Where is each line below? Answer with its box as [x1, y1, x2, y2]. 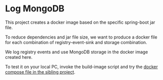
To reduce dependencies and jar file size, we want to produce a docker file [5, 34, 158, 40]
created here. [5, 54, 33, 60]
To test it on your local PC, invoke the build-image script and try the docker [5, 64, 158, 70]
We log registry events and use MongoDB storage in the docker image [5, 49, 148, 55]
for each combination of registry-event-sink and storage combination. [5, 39, 147, 45]
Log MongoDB [5, 3, 65, 14]
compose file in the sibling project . [5, 69, 76, 75]
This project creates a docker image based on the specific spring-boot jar [5, 19, 156, 25]
